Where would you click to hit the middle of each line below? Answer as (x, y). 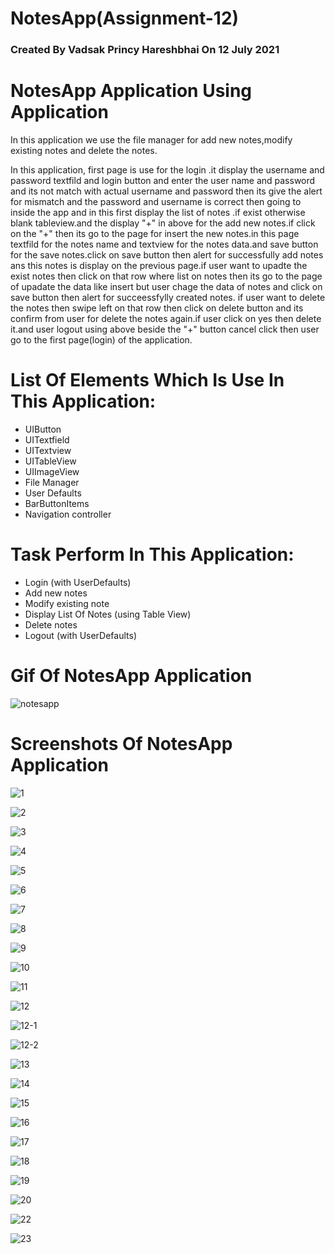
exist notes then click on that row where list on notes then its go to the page (166, 276)
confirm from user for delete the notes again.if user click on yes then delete (166, 319)
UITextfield (47, 439)
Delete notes (51, 624)
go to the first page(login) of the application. (101, 340)
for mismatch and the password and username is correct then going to (156, 202)
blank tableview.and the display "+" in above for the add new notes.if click (163, 223)
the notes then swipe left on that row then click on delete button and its (157, 308)
